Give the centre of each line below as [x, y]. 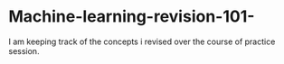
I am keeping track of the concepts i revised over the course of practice [142, 41]
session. [24, 50]
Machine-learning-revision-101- [132, 17]
